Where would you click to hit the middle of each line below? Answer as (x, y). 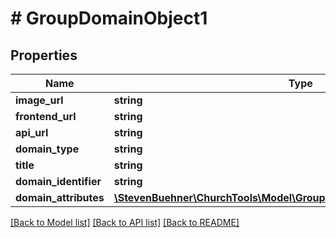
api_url (32, 132)
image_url (39, 100)
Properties (44, 55)
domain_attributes (60, 197)
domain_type (47, 149)
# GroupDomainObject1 (109, 18)
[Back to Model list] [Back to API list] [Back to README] (125, 222)
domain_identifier (58, 181)
